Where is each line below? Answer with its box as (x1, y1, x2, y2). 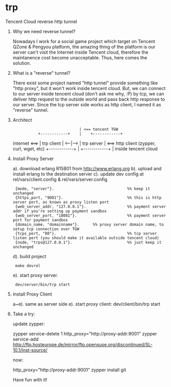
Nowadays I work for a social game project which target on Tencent (12, 38, 156, 44)
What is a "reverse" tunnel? (12, 70, 70, 76)
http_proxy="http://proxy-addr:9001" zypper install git (12, 367, 127, 373)
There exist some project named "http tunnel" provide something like (12, 80, 158, 86)
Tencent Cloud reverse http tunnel (5, 18, 78, 25)
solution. (12, 60, 31, 66)
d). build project (12, 253, 46, 259)
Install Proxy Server (12, 155, 54, 162)
